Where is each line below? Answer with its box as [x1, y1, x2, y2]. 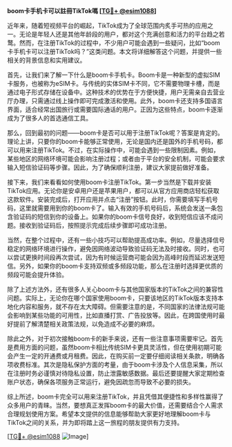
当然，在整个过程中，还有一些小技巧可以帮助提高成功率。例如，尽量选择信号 [7, 236, 225, 244]
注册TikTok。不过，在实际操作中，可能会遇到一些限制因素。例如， [30, 146, 220, 154]
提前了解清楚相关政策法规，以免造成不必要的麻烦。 [12, 320, 159, 328]
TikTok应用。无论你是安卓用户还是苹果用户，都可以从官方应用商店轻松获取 [7, 187, 220, 194]
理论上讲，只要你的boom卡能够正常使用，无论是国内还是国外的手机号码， [7, 138, 217, 145]
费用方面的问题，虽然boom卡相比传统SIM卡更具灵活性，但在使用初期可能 [12, 343, 222, 352]
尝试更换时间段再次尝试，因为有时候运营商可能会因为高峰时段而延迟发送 [12, 253, 219, 262]
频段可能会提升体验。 [7, 271, 68, 279]
